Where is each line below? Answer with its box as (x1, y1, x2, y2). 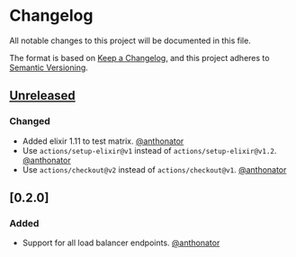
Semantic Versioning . (9, 62, 88, 73)
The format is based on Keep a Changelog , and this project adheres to (9, 52, 270, 63)
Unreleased (9, 88, 76, 103)
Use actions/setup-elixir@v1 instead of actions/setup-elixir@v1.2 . (22, 145, 277, 155)
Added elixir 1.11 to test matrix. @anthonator (22, 136, 184, 146)
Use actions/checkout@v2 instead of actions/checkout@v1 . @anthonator (22, 164, 287, 175)
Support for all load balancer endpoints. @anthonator (22, 237, 220, 248)
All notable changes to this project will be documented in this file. (9, 35, 252, 46)
